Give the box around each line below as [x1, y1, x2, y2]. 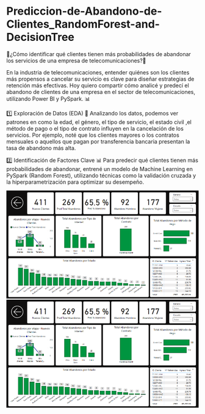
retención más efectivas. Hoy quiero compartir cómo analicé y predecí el [6, 81, 189, 89]
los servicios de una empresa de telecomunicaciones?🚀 [6, 57, 146, 64]
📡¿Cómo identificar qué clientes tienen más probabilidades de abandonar [6, 50, 191, 57]
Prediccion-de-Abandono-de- [6, 4, 162, 18]
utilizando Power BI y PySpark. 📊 [6, 95, 90, 102]
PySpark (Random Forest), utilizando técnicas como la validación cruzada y [6, 172, 196, 179]
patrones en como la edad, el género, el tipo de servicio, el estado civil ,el [6, 118, 192, 126]
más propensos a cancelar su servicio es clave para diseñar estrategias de [6, 75, 195, 82]
